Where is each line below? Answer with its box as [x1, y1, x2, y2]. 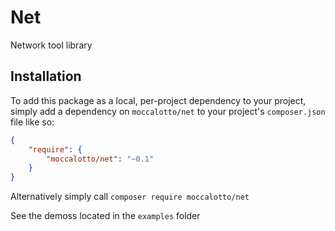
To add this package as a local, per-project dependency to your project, [10, 94, 307, 106]
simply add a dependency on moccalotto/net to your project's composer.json [10, 105, 326, 117]
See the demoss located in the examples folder [10, 210, 201, 222]
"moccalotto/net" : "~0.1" [46, 154, 155, 164]
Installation [10, 68, 82, 85]
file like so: [10, 116, 55, 128]
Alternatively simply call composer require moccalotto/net [10, 191, 250, 203]
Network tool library [10, 39, 93, 51]
